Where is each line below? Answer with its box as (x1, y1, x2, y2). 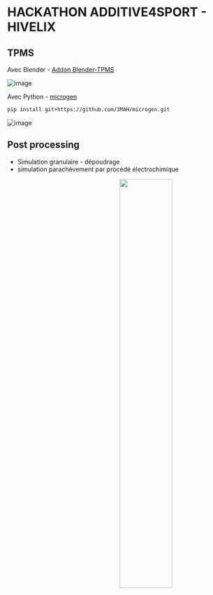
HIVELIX (7, 19, 57, 35)
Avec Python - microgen (7, 92, 78, 101)
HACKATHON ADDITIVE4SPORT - (7, 4, 207, 20)
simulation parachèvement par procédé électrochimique (17, 165, 179, 173)
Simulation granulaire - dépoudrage (17, 157, 120, 166)
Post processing (7, 139, 80, 151)
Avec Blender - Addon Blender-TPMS (7, 66, 115, 73)
